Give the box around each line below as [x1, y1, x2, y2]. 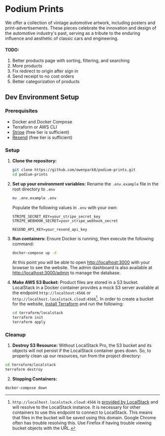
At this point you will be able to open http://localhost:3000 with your [12, 259, 150, 265]
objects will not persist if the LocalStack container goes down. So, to [12, 348, 151, 354]
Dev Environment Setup [5, 93, 80, 101]
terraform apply [12, 320, 46, 325]
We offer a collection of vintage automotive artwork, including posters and [5, 20, 156, 26]
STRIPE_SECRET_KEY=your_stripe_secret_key [12, 214, 101, 219]
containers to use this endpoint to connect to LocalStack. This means [12, 409, 153, 415]
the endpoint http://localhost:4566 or [12, 289, 91, 296]
